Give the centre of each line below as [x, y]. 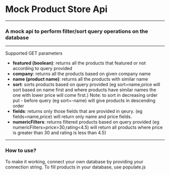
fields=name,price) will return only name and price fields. [72, 116]
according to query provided [42, 69]
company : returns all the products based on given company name [81, 74]
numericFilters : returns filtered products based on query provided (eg [86, 122]
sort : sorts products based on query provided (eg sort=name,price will [86, 85]
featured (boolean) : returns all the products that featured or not [79, 63]
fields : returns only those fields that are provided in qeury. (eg [77, 111]
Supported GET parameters [34, 53]
